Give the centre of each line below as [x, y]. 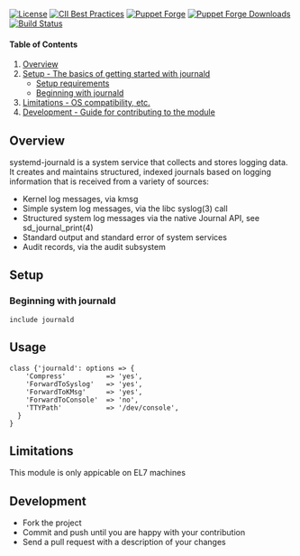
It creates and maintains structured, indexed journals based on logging [141, 172]
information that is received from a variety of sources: [109, 181]
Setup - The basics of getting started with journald [116, 74]
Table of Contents [44, 44]
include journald [42, 320]
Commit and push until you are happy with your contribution [134, 533]
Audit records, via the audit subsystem [94, 247]
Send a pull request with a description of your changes [124, 542]
